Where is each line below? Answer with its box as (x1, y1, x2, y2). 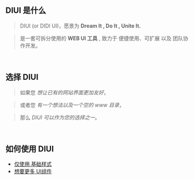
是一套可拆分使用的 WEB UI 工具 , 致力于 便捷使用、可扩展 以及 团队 (19, 35, 183, 42)
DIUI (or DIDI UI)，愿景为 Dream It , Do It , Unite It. (19, 22, 141, 29)
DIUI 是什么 (5, 5, 46, 16)
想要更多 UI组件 (13, 168, 52, 175)
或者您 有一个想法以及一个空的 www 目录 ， (19, 101, 124, 108)
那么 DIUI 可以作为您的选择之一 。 (19, 114, 100, 121)
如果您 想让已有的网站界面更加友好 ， (19, 89, 109, 96)
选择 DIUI (5, 72, 39, 82)
